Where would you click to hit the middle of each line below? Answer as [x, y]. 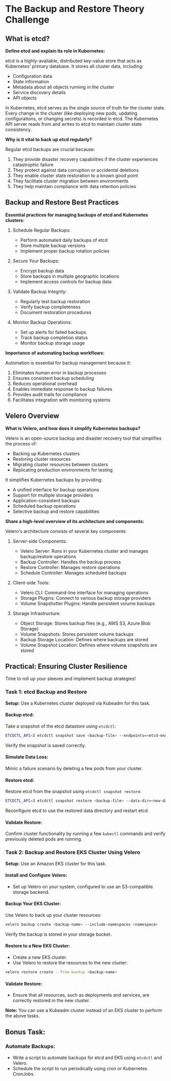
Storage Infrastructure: [37, 613]
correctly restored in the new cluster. [51, 1001]
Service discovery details [39, 92]
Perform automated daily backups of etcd [64, 240]
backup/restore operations [48, 556]
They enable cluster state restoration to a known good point [75, 175]
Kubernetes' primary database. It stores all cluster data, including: [74, 66]
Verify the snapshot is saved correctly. [46, 745]
